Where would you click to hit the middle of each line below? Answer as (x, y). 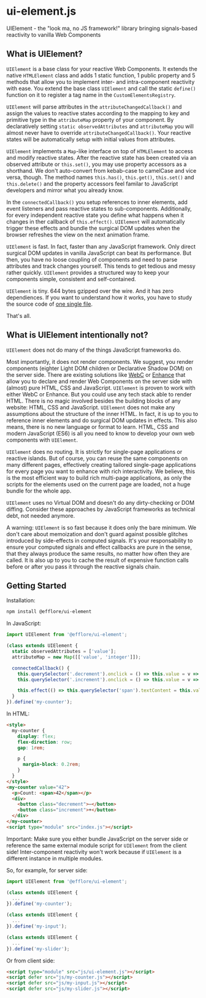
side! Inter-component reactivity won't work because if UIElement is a (94, 852)
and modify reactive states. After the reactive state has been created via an (101, 157)
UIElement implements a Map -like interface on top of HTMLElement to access (100, 151)
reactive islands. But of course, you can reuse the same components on (97, 458)
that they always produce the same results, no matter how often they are (98, 553)
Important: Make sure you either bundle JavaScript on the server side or (97, 839)
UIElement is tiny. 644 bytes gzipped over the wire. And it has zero (90, 291)
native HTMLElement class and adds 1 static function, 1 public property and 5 (101, 75)
